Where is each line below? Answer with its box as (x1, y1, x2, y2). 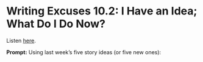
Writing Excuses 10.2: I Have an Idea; (6, 4, 198, 18)
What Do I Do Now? (6, 17, 105, 31)
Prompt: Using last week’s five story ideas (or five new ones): (6, 48, 162, 55)
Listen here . (6, 37, 37, 44)
